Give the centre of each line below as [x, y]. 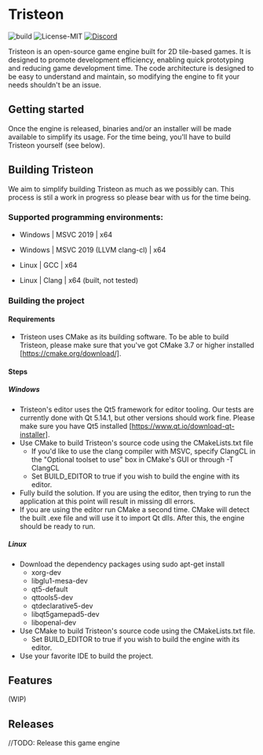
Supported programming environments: [86, 218]
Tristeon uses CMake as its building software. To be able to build [124, 336]
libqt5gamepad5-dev [65, 614]
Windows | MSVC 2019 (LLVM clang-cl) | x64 [93, 250]
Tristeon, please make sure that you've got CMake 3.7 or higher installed [137, 345]
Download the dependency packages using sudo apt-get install [122, 564]
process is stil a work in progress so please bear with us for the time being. [130, 197]
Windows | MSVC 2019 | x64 [66, 234]
